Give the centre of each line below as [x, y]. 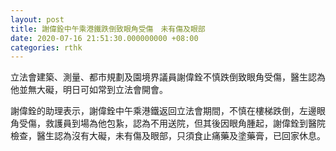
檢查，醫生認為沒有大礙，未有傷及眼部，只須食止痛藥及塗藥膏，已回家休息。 [168, 136]
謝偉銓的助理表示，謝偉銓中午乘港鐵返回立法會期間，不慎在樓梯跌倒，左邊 [163, 111]
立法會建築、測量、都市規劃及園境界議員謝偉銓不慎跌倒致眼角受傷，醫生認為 [168, 77]
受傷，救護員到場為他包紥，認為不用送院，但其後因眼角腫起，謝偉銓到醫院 [172, 123]
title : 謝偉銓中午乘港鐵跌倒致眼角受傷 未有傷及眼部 [108, 29]
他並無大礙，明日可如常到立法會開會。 [89, 90]
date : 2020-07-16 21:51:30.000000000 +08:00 [104, 38]
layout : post [37, 19]
